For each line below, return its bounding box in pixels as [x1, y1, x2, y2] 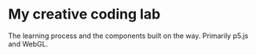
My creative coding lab [8, 5, 161, 23]
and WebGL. [8, 39, 49, 48]
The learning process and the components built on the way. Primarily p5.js [8, 31, 249, 40]
